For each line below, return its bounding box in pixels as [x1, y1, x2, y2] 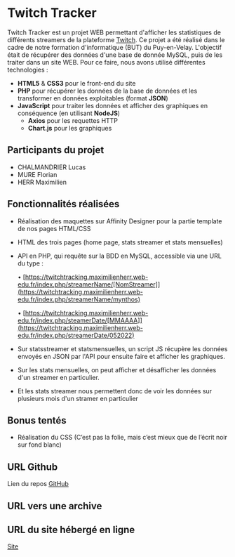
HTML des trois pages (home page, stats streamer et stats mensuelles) [17, 237, 223, 247]
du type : [17, 258, 44, 268]
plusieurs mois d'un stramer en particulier [17, 394, 139, 402]
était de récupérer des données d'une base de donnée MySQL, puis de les [7, 51, 223, 59]
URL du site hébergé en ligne [7, 523, 135, 535]
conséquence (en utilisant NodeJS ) [17, 109, 121, 117]
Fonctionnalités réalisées [7, 198, 120, 210]
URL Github [7, 461, 58, 473]
